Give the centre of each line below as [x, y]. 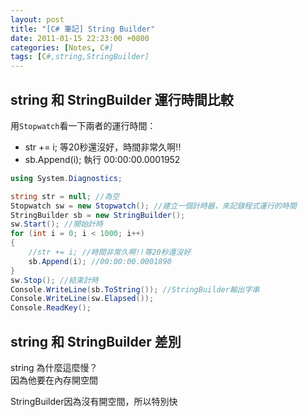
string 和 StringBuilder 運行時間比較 [122, 99]
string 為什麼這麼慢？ [54, 367]
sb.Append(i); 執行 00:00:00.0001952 [102, 159]
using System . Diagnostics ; [66, 178]
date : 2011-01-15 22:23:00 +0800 [80, 38]
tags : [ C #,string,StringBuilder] [80, 57]
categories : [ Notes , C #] [62, 47]
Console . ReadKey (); [51, 308]
